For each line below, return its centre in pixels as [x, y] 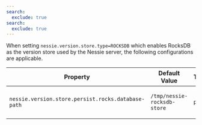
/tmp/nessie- [169, 96]
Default [169, 73]
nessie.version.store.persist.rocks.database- [77, 99]
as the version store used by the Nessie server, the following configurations [100, 52]
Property [77, 77]
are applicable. [25, 58]
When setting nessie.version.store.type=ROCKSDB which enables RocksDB [99, 46]
